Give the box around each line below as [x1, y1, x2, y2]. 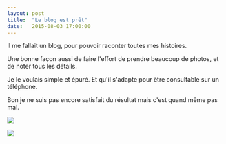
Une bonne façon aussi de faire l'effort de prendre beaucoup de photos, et [7, 55, 219, 63]
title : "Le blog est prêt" [7, 16, 88, 23]
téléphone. [7, 83, 38, 91]
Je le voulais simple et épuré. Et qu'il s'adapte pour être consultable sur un [7, 75, 219, 84]
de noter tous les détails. [7, 62, 77, 71]
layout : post [7, 10, 45, 17]
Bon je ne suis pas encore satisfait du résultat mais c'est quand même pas [7, 96, 218, 104]
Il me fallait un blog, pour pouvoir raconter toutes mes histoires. [7, 42, 187, 50]
